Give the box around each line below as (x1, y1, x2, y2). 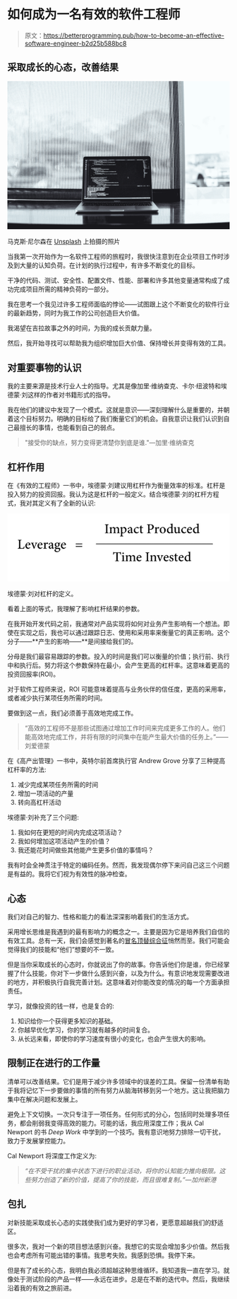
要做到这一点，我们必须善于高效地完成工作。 (7, 709, 138, 718)
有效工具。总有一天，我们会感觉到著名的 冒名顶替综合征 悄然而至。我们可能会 (7, 936, 230, 945)
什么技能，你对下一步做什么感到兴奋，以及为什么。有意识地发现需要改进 (19, 969, 230, 977)
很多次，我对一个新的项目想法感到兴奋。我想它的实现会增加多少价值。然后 (7, 1242, 224, 1250)
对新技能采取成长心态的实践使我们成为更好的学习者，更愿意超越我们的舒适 (7, 1218, 224, 1227)
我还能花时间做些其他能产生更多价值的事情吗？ (17, 846, 154, 854)
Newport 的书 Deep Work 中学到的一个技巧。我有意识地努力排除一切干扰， (7, 1127, 225, 1136)
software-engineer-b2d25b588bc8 (24, 39, 127, 47)
